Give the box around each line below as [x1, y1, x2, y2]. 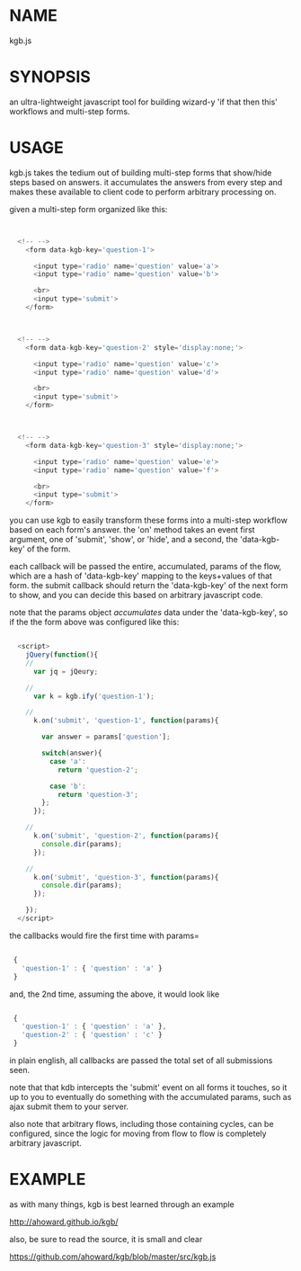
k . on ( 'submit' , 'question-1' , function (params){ [32, 716, 219, 725]
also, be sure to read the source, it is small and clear [9, 1234, 203, 1244]
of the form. [26, 543, 71, 554]
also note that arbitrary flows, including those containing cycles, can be [9, 1119, 274, 1130]
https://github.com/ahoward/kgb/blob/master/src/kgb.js [9, 1251, 217, 1262]
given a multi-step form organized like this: [9, 203, 168, 214]
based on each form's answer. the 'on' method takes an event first [9, 524, 255, 535]
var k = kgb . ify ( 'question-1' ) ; [32, 692, 155, 701]
